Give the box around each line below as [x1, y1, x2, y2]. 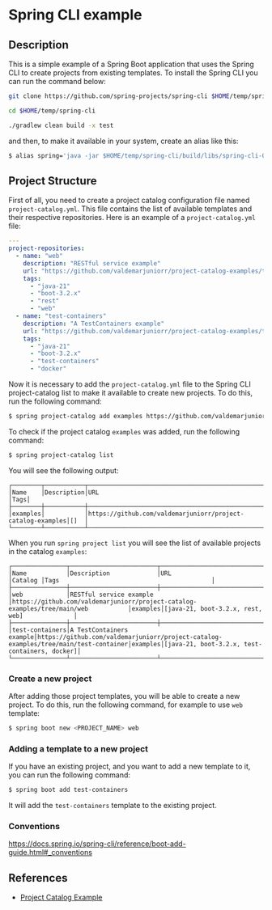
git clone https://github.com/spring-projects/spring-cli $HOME [8, 92, 230, 100]
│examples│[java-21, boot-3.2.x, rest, [128, 604, 263, 612]
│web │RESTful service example [8, 590, 154, 599]
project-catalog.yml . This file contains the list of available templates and [8, 204, 253, 214]
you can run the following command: [8, 770, 131, 780]
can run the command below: [8, 77, 107, 86]
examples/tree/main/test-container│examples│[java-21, [8, 640, 198, 648]
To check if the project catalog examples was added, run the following [8, 426, 240, 436]
